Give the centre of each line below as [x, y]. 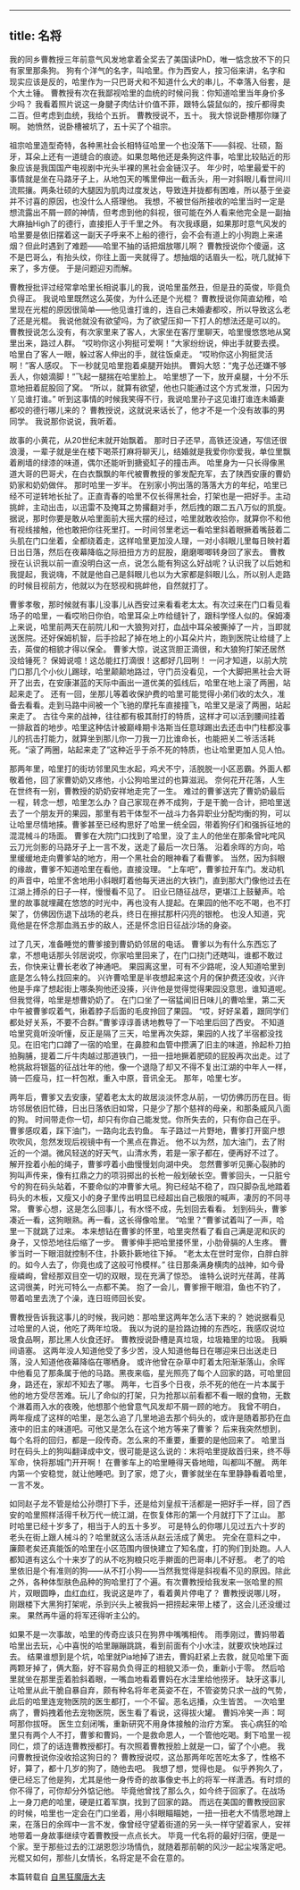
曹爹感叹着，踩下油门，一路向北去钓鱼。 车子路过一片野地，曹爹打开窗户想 [147, 1130]
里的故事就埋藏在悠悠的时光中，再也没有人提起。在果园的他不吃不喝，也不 [146, 903]
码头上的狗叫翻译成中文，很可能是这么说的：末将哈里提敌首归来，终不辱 [158, 1451]
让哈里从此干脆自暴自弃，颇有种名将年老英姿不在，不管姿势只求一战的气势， [150, 1690]
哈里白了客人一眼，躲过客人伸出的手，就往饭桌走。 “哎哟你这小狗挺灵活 [142, 354]
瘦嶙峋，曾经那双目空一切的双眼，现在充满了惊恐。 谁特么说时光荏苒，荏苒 [147, 1275]
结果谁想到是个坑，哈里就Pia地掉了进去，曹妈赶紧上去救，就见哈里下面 [158, 1656]
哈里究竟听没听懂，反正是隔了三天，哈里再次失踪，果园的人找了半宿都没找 [146, 1033]
